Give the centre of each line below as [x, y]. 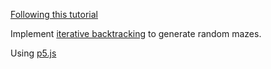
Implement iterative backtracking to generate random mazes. [136, 33]
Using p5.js [33, 53]
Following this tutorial [54, 14]
